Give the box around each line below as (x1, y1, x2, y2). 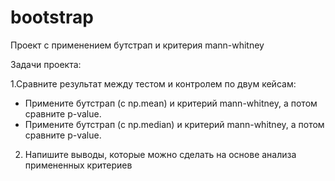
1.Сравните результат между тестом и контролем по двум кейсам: (10, 77, 297, 90)
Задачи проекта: (10, 58, 82, 70)
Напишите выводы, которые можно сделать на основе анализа (24, 148, 297, 160)
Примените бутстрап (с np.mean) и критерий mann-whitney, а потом (24, 97, 318, 109)
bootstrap (10, 6, 94, 29)
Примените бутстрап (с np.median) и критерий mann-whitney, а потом (24, 118, 325, 130)
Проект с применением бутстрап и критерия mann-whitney (10, 39, 265, 51)
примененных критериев (24, 159, 133, 171)
